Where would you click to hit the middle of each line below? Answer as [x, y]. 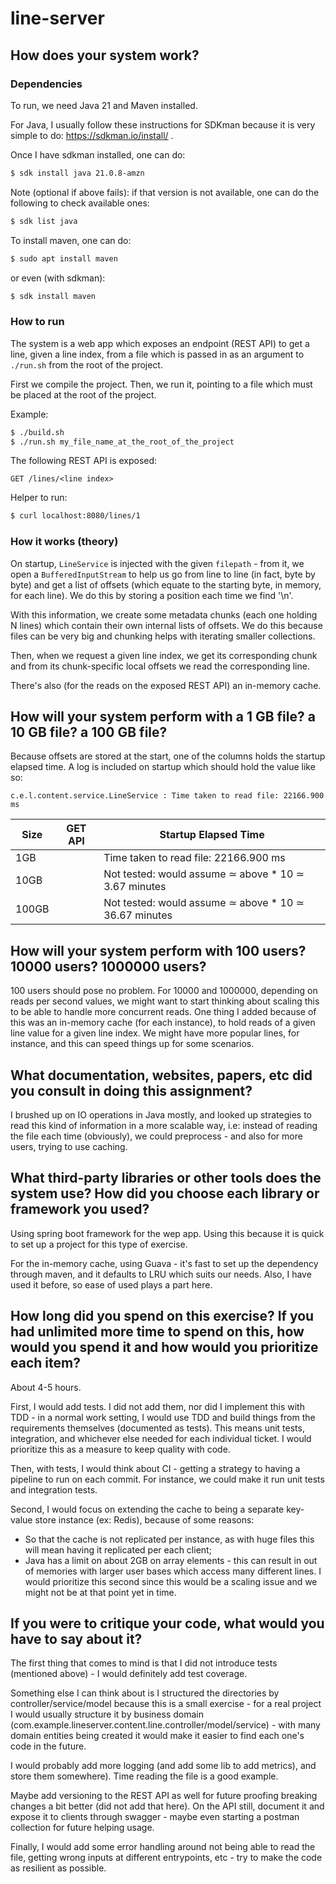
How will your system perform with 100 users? [158, 950]
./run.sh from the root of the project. [86, 364]
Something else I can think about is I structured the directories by [145, 1693]
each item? [45, 1363]
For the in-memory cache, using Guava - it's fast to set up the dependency [164, 1263]
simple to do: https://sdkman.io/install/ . [92, 135]
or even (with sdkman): [58, 278]
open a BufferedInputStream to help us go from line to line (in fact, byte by [163, 574]
